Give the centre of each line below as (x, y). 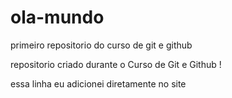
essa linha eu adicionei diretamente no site (98, 83)
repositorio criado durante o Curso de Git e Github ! (116, 64)
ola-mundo (57, 17)
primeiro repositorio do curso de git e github (101, 45)
